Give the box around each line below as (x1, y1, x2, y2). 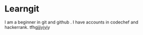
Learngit (4, 3, 39, 14)
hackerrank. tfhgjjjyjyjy (4, 24, 51, 30)
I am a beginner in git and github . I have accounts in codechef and (4, 19, 139, 25)
